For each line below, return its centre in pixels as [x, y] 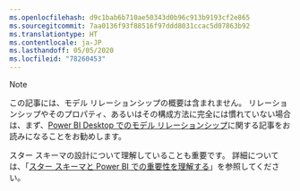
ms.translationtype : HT [54, 34]
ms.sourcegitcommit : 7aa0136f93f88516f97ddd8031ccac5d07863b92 [130, 26]
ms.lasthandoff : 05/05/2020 [62, 51]
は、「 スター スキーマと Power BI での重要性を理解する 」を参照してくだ [141, 166]
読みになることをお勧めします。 [68, 136]
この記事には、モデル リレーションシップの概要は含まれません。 [128, 103]
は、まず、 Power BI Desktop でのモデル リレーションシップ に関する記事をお [150, 125]
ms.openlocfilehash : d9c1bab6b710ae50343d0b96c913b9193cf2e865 [130, 17]
